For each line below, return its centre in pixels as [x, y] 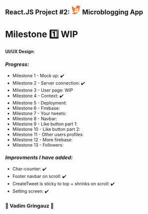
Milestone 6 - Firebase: [36, 108]
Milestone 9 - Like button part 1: [45, 124]
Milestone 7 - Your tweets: [39, 113]
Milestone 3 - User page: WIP [42, 90]
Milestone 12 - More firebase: [42, 140]
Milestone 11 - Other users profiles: [48, 134]
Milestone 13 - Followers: [38, 145]
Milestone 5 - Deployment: [39, 103]
